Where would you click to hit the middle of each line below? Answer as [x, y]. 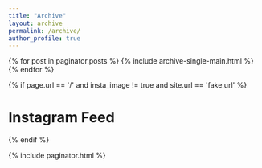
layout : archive [35, 23]
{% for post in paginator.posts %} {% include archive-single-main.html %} [131, 61]
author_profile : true [45, 38]
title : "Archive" [37, 16]
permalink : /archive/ [45, 31]
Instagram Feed [61, 118]
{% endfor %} [31, 70]
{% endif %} [29, 140]
